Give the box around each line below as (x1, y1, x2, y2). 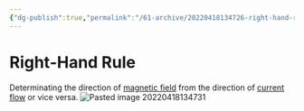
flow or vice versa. (9, 91, 79, 102)
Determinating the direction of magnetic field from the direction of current (9, 82, 285, 93)
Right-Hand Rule (9, 51, 136, 72)
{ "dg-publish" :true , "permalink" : (9, 13, 136, 23)
